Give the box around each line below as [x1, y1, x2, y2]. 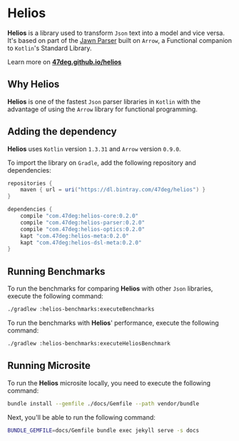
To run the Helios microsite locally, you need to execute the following [7, 378, 211, 387]
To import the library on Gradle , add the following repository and [7, 158, 196, 167]
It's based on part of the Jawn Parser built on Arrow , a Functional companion [7, 36, 232, 44]
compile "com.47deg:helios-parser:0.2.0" [20, 219, 145, 226]
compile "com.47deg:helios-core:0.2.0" [20, 213, 139, 220]
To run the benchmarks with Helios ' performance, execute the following [7, 319, 219, 327]
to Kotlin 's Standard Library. [7, 44, 92, 52]
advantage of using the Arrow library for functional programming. [7, 105, 198, 113]
